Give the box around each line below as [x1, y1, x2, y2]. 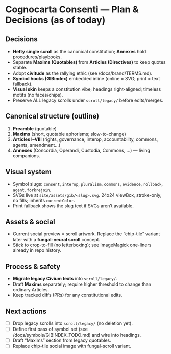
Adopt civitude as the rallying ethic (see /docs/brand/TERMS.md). [12, 70, 153, 76]
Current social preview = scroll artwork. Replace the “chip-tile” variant [12, 231, 160, 237]
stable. [12, 65, 27, 70]
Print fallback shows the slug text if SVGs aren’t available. [12, 203, 134, 209]
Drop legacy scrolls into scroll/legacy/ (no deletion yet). [12, 320, 133, 326]
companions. [12, 152, 40, 159]
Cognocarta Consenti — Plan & [5, 4, 139, 15]
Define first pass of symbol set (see [12, 326, 88, 333]
